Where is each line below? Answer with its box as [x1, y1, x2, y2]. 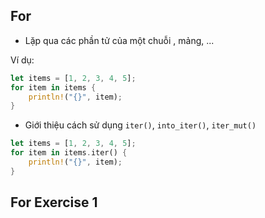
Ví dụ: [10, 54, 35, 66]
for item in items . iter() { [10, 148, 128, 158]
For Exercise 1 [10, 194, 98, 211]
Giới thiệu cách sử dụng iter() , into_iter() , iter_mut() [24, 119, 257, 131]
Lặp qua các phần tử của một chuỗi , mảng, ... [24, 34, 215, 46]
